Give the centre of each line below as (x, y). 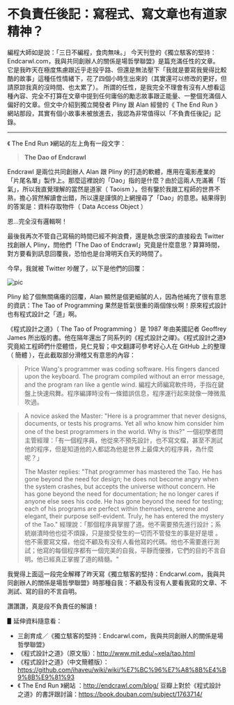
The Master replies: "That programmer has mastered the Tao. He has (123, 472)
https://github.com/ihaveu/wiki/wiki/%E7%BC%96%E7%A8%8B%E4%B (122, 669)
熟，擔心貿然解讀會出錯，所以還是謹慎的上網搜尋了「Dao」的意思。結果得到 (117, 197)
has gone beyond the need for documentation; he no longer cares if (122, 494)
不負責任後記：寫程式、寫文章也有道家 (117, 14)
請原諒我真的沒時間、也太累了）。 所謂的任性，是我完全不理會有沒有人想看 (113, 87)
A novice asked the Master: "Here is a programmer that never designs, (125, 416)
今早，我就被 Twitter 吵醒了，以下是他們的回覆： (77, 268)
